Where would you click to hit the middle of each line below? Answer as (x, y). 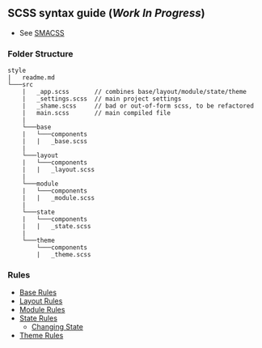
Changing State (57, 327)
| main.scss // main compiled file (97, 113)
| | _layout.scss (58, 170)
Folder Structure (40, 53)
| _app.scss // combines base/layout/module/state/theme (135, 92)
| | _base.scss (55, 142)
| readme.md (32, 78)
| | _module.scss (58, 198)
